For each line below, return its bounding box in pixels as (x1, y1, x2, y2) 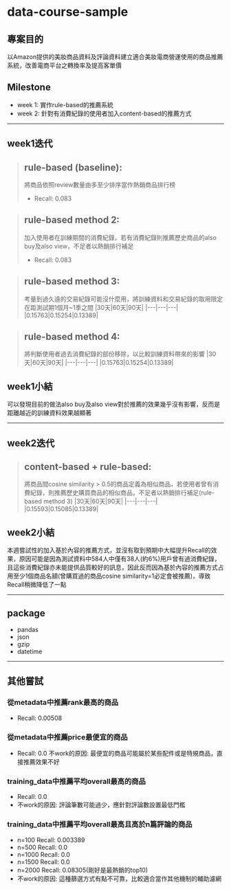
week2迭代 (7, 437, 55, 449)
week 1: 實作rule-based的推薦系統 (16, 100, 113, 109)
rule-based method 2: (23, 214, 120, 226)
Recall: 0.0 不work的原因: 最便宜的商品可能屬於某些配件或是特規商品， (16, 750, 217, 758)
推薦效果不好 (23, 758, 60, 766)
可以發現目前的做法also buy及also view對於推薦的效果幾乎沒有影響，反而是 (7, 400, 221, 409)
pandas (16, 626, 39, 634)
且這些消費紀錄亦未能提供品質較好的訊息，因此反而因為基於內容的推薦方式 (7, 563, 218, 572)
